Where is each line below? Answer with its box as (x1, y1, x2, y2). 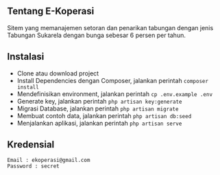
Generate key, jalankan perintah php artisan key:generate (16, 97, 182, 105)
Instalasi (7, 51, 45, 62)
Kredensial (7, 139, 55, 150)
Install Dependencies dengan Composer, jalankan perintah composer (16, 76, 209, 84)
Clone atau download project (16, 69, 99, 78)
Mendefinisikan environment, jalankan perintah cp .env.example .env (16, 89, 213, 98)
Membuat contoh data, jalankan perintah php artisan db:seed (16, 111, 192, 119)
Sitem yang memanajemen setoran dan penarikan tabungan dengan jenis (7, 23, 214, 32)
